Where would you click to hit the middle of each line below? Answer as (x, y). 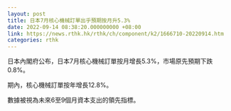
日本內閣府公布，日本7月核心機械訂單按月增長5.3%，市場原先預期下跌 (110, 62)
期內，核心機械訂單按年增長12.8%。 (60, 85)
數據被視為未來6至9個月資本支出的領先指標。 (74, 100)
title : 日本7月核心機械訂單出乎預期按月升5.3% (69, 21)
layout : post (27, 14)
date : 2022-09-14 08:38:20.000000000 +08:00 (74, 27)
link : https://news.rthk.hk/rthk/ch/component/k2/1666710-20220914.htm (116, 34)
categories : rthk (33, 40)
